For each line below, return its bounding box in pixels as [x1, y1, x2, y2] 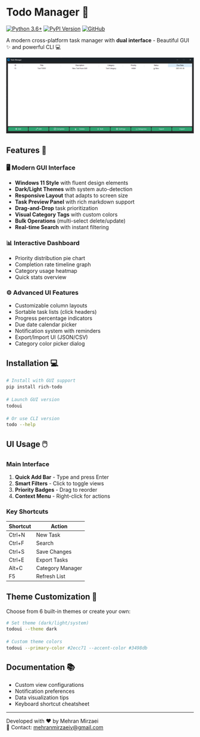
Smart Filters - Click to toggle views [14, 480, 104, 487]
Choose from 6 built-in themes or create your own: [6, 608, 131, 615]
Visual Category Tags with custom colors [14, 211, 118, 218]
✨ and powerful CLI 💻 [6, 43, 61, 50]
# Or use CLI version [6, 415, 60, 421]
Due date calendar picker [14, 321, 77, 328]
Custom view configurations [14, 681, 85, 688]
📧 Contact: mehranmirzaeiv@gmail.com [6, 723, 104, 730]
